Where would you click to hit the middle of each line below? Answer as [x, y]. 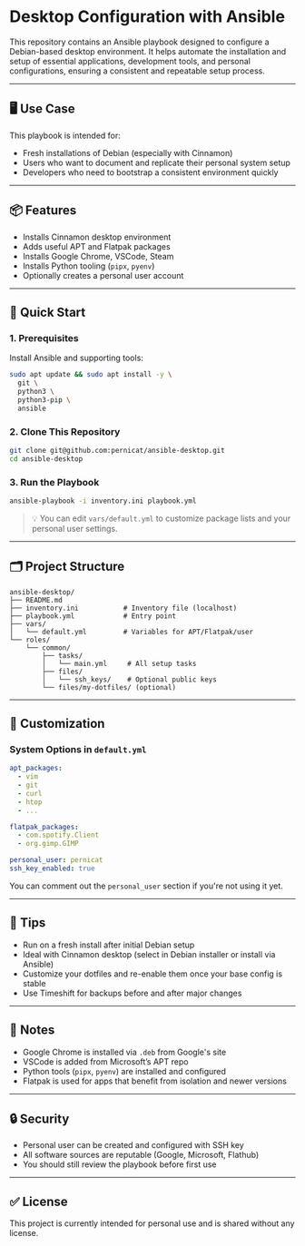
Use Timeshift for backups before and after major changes [132, 993]
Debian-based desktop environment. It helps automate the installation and [148, 51]
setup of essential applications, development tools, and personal [130, 61]
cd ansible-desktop [46, 459]
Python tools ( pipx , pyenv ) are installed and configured [124, 1071]
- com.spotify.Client [59, 835]
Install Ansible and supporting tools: [76, 358]
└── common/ [48, 648]
